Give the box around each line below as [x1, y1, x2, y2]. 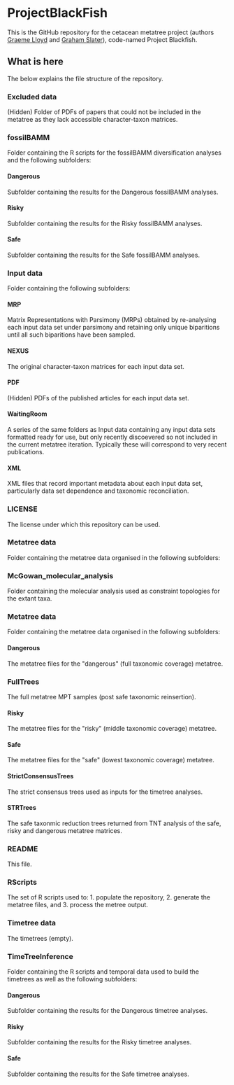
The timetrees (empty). [7, 934, 73, 942]
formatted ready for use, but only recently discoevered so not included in [7, 433, 218, 442]
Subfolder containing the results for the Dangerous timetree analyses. [7, 1007, 208, 1015]
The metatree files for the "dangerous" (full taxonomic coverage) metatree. [7, 659, 224, 668]
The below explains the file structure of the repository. [7, 74, 163, 83]
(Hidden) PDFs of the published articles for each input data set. [7, 393, 190, 402]
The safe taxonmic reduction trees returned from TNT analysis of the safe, [7, 819, 221, 827]
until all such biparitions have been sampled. [7, 330, 136, 339]
